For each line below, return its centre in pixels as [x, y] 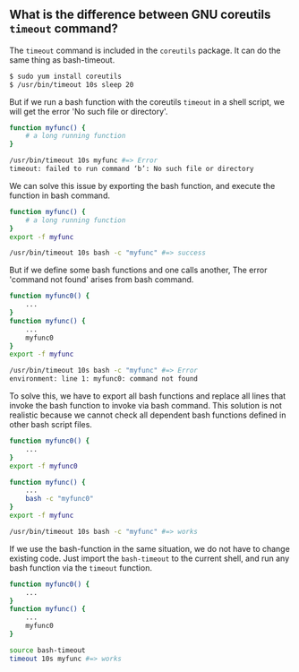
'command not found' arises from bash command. [102, 280]
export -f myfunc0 [43, 466]
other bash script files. [51, 425]
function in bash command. [60, 195]
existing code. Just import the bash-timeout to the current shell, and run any [149, 558]
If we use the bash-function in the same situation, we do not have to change [150, 548]
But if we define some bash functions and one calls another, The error [138, 270]
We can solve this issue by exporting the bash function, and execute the [142, 185]
